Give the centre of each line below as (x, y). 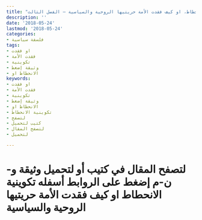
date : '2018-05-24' (31, 23)
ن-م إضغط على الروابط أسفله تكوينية (89, 182)
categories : (21, 34)
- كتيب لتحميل (24, 123)
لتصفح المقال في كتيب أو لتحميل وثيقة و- (96, 169)
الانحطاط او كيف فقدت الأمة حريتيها (84, 195)
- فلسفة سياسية (25, 40)
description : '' (26, 17)
